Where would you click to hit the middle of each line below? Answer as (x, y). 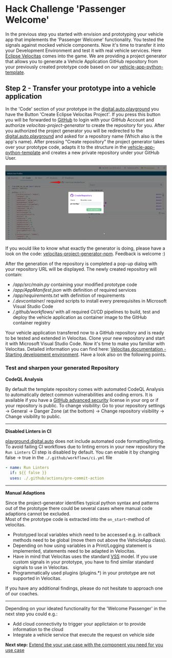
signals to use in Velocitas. (41, 568)
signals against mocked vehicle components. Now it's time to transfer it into (85, 45)
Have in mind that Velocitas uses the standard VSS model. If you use (85, 557)
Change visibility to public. (33, 416)
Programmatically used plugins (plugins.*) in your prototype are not (84, 573)
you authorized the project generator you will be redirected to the (74, 130)
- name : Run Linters (27, 467)
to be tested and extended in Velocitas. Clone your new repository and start (85, 338)
